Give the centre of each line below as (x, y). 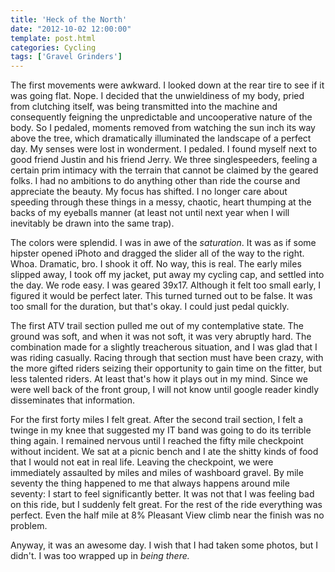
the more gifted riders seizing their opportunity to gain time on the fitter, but (166, 368)
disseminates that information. (72, 400)
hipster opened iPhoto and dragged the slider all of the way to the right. (157, 253)
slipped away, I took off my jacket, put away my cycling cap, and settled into (167, 275)
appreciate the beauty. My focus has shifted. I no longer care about (149, 192)
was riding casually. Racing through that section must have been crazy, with (167, 358)
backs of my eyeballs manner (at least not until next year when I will (150, 213)
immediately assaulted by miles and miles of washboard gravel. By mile (157, 473)
